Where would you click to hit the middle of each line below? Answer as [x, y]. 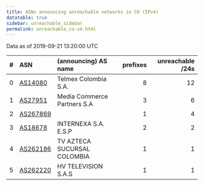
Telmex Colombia [82, 79]
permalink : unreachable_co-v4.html [51, 29]
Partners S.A [75, 104]
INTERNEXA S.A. [81, 124]
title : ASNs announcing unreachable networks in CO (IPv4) [83, 12]
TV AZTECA [74, 142]
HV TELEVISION [80, 167]
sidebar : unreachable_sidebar [45, 23]
